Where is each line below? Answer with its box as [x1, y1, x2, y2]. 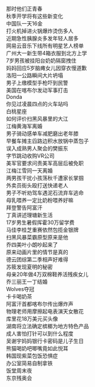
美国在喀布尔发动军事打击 [6, 87, 68, 94]
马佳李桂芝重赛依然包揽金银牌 [6, 226, 78, 233]
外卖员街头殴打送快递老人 [6, 182, 68, 188]
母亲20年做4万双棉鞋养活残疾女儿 [6, 271, 89, 277]
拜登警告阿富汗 [6, 204, 42, 211]
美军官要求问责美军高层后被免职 [6, 159, 84, 167]
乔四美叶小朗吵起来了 [6, 241, 58, 248]
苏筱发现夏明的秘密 [6, 263, 53, 270]
